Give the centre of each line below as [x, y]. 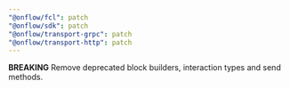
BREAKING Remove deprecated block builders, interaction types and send [145, 68]
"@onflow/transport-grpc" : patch [70, 34]
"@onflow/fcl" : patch [48, 17]
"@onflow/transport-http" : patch [70, 42]
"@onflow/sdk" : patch [48, 26]
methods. [26, 77]
